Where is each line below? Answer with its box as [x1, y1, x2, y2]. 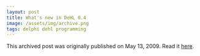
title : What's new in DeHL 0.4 [6, 15, 87, 21]
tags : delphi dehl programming [6, 26, 87, 32]
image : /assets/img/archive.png [6, 20, 89, 26]
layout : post [6, 9, 40, 15]
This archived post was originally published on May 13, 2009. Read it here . [6, 43, 194, 50]
